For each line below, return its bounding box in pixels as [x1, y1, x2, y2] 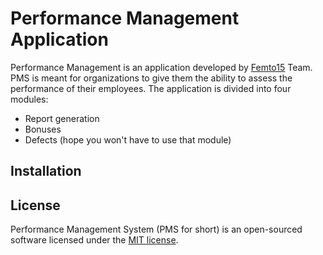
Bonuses [24, 123, 62, 135]
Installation [10, 163, 82, 180]
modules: [10, 93, 49, 105]
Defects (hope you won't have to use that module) [24, 133, 232, 146]
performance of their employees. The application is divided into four [10, 82, 292, 94]
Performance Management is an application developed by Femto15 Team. [10, 61, 313, 73]
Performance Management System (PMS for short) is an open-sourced [10, 223, 303, 236]
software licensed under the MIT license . [10, 234, 179, 246]
